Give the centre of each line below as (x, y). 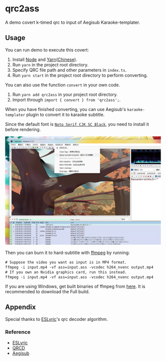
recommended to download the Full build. (47, 292)
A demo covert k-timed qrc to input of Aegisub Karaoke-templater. (73, 22)
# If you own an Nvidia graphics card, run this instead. (66, 272)
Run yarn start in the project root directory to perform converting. (80, 75)
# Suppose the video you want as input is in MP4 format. (66, 262)
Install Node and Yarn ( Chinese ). (45, 59)
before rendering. (23, 129)
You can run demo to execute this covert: (47, 50)
